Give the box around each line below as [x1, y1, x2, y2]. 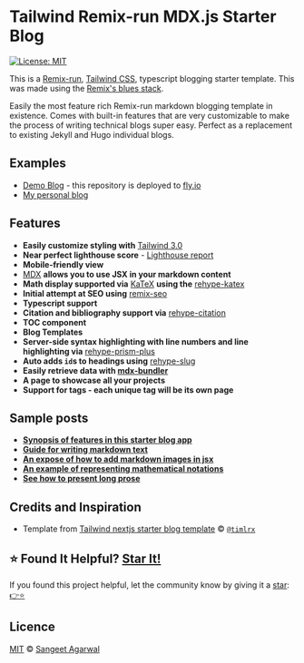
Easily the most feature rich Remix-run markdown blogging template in [9, 100, 273, 111]
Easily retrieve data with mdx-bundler [22, 365, 169, 375]
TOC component [22, 317, 87, 327]
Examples [9, 156, 66, 171]
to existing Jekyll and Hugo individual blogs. [9, 129, 174, 140]
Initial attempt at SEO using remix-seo [22, 288, 168, 298]
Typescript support [22, 297, 98, 308]
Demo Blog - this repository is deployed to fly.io [22, 180, 201, 190]
